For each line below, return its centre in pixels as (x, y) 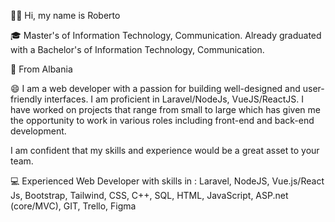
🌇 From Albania (41, 69)
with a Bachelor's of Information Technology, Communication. (137, 49)
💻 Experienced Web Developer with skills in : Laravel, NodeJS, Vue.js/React (167, 181)
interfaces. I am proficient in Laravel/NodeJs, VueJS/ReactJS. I (174, 99)
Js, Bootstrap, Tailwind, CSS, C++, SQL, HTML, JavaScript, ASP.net (149, 195)
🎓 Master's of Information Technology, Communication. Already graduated (166, 35)
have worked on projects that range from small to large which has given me (165, 109)
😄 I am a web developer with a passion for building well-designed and (155, 88)
